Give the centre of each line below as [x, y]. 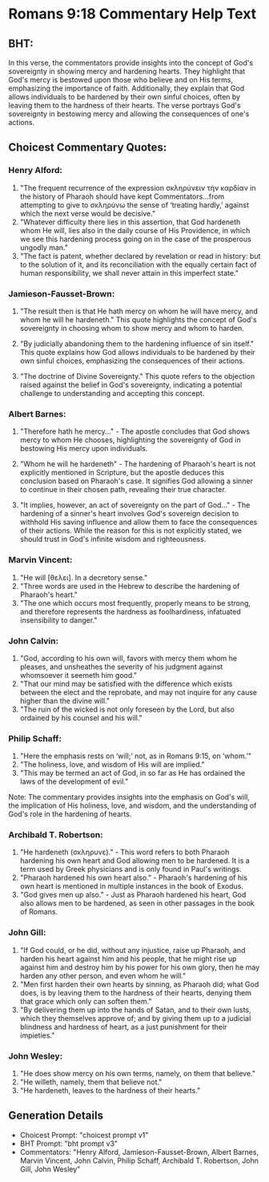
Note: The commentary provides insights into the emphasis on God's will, [129, 797]
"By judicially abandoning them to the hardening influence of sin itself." [137, 343]
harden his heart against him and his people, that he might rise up [128, 958]
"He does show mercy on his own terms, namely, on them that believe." [138, 1074]
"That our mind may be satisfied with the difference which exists [126, 684]
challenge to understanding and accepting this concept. [112, 393]
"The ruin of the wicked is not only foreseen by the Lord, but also [127, 709]
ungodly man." [44, 247]
